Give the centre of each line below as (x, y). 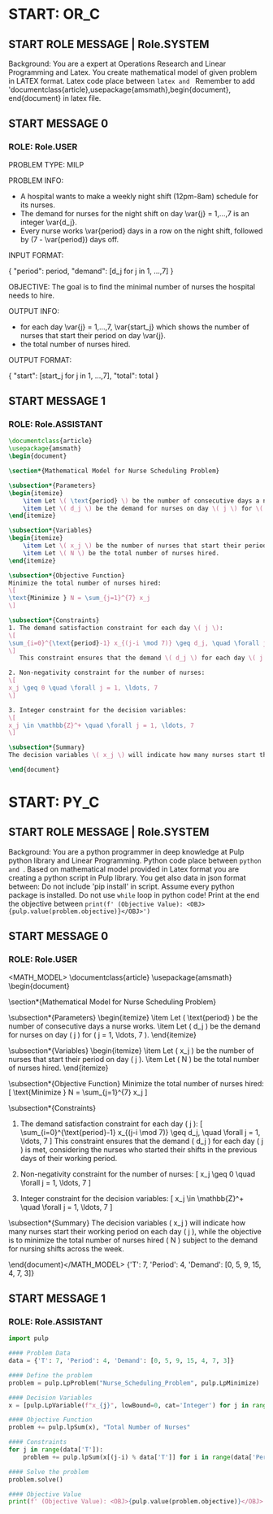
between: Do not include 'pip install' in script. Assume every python (121, 886)
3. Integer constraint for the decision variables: (97, 710)
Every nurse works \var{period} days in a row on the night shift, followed (141, 231)
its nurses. (37, 205)
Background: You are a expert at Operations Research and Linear (117, 63)
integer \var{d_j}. (48, 222)
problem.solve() (36, 1479)
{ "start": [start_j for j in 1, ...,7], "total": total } (84, 376)
